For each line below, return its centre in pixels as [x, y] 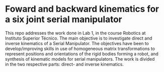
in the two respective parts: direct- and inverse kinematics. [64, 64]
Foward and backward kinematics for [82, 9]
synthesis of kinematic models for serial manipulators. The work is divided [80, 59]
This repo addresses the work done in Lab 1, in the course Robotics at [75, 33]
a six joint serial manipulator [64, 19]
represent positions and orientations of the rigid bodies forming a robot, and [82, 54]
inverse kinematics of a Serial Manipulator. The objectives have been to [77, 43]
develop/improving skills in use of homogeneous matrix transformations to [80, 48]
